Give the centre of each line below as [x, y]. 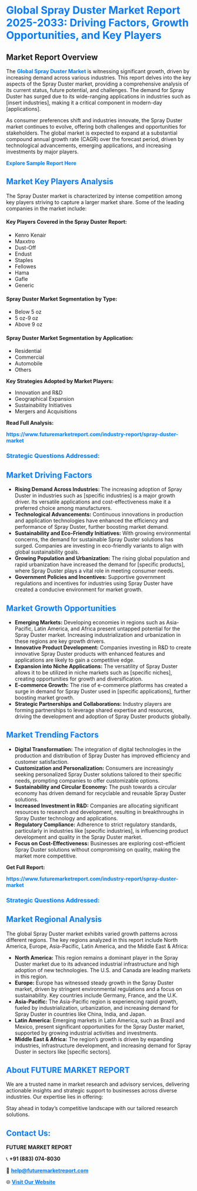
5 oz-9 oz [26, 318]
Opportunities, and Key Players [84, 35]
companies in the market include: [46, 208]
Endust [23, 254]
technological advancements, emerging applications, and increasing [89, 145]
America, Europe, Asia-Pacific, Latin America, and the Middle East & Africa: [97, 946]
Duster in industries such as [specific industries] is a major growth [95, 496]
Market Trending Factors [52, 735]
